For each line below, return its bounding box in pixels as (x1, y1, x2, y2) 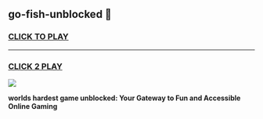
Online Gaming (8, 101, 58, 110)
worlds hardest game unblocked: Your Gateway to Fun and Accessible (8, 93, 241, 103)
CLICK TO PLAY (8, 31, 69, 42)
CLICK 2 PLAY (8, 60, 63, 71)
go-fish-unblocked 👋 (8, 8, 112, 21)
